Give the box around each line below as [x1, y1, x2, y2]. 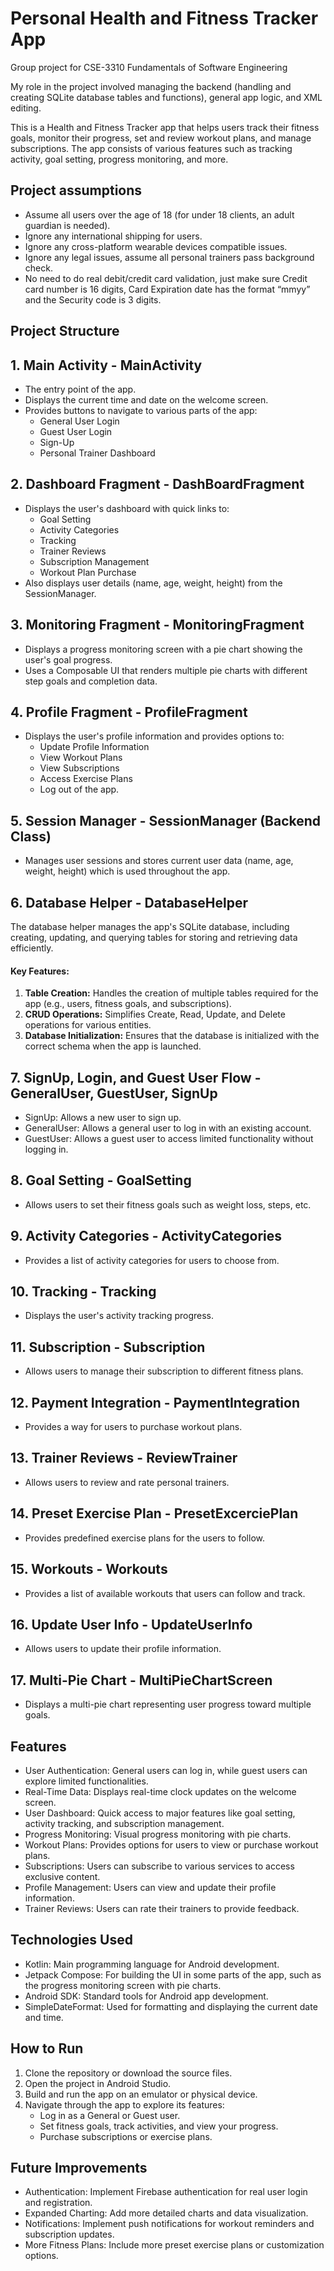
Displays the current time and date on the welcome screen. [24, 393, 269, 406]
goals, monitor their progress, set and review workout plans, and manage [10, 132, 312, 144]
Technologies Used [10, 1932, 133, 1949]
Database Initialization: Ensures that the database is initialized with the [24, 1030, 320, 1042]
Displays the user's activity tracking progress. [24, 1310, 215, 1322]
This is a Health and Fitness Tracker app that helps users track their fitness [10, 121, 320, 133]
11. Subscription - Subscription [10, 1338, 206, 1356]
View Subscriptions [39, 762, 120, 774]
